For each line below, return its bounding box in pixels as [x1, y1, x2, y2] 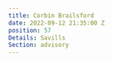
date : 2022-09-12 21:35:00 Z [8, 19, 105, 27]
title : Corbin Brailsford [8, 11, 94, 20]
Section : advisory [8, 41, 69, 49]
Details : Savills [8, 33, 66, 42]
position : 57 [8, 26, 52, 34]
